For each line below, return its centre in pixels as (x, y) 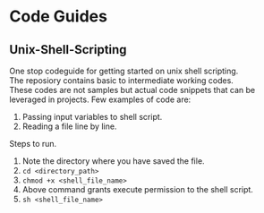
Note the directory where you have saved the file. (113, 161)
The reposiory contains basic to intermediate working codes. (122, 81)
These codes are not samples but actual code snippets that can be (132, 90)
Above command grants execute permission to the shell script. (137, 189)
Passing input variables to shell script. (92, 117)
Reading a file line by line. (69, 126)
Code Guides (58, 17)
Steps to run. (33, 144)
